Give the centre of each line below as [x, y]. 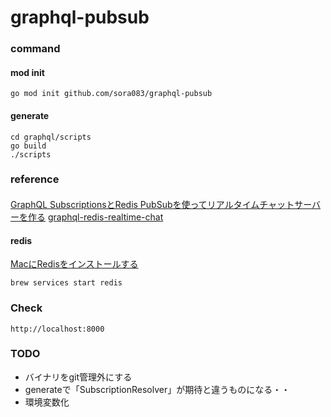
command [35, 49]
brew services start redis [66, 283]
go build [28, 146]
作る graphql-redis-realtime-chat [95, 217]
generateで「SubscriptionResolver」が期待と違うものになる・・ [157, 389]
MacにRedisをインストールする [74, 264]
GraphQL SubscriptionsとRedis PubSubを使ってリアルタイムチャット [152, 205]
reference [35, 179]
